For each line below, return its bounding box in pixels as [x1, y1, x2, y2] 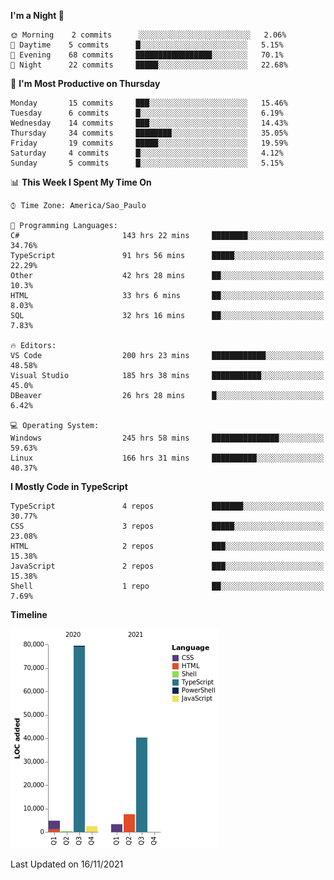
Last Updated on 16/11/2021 [10, 858, 124, 870]
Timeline [10, 609, 48, 620]
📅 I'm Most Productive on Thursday [10, 78, 161, 89]
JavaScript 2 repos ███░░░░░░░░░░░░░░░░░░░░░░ [10, 561, 325, 571]
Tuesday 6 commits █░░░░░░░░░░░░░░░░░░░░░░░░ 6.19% [10, 108, 284, 118]
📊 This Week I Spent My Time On [10, 176, 152, 188]
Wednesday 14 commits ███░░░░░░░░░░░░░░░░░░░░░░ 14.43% [10, 118, 288, 128]
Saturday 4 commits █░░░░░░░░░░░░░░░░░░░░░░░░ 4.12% [10, 148, 284, 158]
